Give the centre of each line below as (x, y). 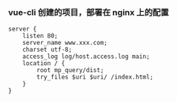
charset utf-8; (47, 50)
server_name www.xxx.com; (65, 43)
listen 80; (40, 36)
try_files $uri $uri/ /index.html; (95, 77)
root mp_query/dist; (70, 71)
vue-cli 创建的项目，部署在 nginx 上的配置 (88, 12)
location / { (44, 64)
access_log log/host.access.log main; (86, 56)
